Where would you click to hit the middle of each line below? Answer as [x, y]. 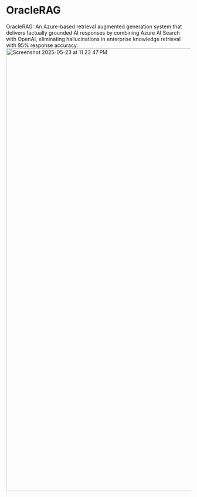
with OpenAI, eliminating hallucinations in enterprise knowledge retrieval [93, 39]
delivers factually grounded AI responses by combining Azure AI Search [93, 32]
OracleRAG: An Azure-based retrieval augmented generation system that [94, 26]
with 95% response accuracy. [42, 45]
